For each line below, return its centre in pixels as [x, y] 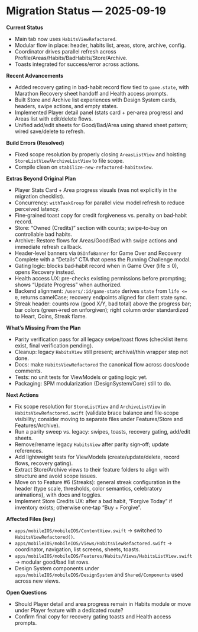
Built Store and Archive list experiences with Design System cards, [96, 100]
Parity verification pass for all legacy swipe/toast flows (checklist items [101, 339]
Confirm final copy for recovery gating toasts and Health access [93, 617]
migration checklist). [40, 196]
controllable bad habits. [43, 234]
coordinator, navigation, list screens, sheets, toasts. [77, 549]
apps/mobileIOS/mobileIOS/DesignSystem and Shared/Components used [99, 574]
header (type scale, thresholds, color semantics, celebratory [88, 488]
